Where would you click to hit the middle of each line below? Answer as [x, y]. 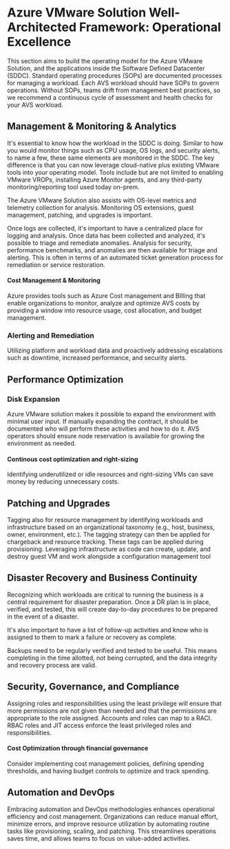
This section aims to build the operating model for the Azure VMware [105, 61]
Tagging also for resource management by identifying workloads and [105, 519]
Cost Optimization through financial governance [78, 749]
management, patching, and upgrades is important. [80, 215]
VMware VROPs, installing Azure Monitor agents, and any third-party [105, 180]
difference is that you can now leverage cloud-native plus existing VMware [113, 165]
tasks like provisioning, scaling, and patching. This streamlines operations [112, 831]
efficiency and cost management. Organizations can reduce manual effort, [113, 816]
